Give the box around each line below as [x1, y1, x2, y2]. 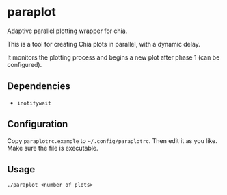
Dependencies [7, 80, 70, 92]
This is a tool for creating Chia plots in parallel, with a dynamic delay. [7, 40, 200, 48]
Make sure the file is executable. [7, 144, 98, 152]
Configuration [7, 118, 68, 130]
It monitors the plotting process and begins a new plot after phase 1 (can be [7, 53, 220, 62]
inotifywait [16, 100, 51, 107]
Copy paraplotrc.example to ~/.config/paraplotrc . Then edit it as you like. [7, 136, 217, 144]
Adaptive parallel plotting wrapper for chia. [7, 27, 128, 35]
